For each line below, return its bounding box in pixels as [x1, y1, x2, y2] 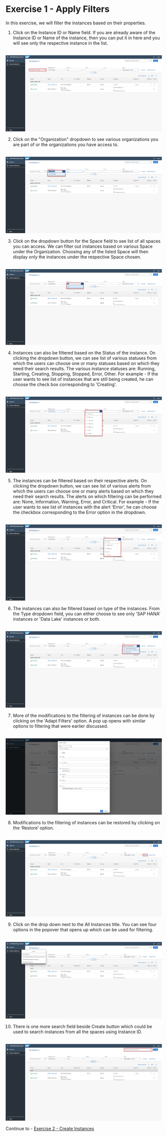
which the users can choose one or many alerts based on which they [12, 488, 154, 495]
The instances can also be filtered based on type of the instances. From [12, 606, 160, 612]
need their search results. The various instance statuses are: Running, [12, 366, 156, 372]
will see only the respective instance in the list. [12, 40, 109, 46]
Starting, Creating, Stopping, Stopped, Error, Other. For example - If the [12, 371, 158, 377]
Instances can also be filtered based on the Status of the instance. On [12, 350, 156, 356]
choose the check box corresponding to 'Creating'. [12, 381, 117, 388]
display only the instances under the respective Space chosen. [12, 254, 142, 260]
